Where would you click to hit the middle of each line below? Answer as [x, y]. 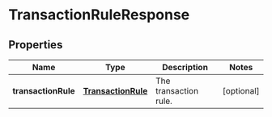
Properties [36, 45]
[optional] [241, 91]
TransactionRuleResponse [99, 15]
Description [185, 67]
